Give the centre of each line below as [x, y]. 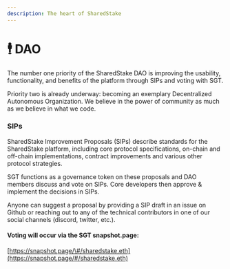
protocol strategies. [35, 163]
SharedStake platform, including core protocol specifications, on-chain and [114, 149]
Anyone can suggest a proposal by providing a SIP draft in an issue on [107, 205]
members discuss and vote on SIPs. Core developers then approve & [105, 184]
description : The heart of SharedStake [64, 13]
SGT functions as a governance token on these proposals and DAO [102, 176]
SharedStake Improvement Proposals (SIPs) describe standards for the [107, 141]
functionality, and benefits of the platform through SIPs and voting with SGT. [115, 80]
